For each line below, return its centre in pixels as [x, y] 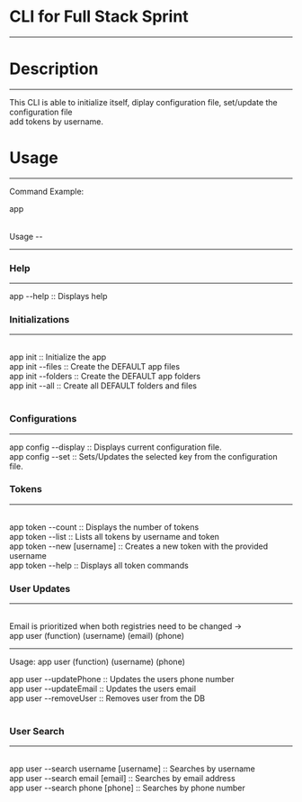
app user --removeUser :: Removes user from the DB [107, 698]
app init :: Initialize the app [58, 357]
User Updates [40, 588]
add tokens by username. [56, 121]
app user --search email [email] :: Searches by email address [122, 779]
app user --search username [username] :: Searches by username [133, 769]
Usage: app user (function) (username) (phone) [98, 662]
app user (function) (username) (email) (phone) [97, 636]
